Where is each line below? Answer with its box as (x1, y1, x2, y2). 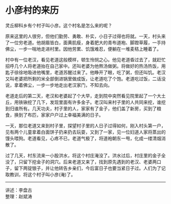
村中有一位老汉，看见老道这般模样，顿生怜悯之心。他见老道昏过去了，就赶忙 (5, 56, 166, 62)
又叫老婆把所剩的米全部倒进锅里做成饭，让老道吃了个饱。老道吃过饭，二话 (5, 76, 161, 82)
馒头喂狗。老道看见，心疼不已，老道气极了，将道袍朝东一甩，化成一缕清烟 (5, 135, 161, 141)
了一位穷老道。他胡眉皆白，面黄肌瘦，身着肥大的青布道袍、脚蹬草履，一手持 (5, 39, 166, 46)
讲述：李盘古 (5, 187, 32, 193)
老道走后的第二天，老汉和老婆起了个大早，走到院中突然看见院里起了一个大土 (5, 92, 166, 99)
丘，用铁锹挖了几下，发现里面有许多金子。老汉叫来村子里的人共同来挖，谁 (5, 99, 161, 105)
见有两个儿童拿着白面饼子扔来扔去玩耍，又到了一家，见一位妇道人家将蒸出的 (5, 129, 166, 135)
